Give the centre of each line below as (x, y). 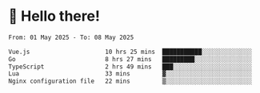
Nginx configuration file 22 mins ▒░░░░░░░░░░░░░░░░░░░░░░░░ (130, 81)
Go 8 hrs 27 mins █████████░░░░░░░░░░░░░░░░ (130, 59)
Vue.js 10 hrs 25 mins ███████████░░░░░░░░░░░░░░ (130, 52)
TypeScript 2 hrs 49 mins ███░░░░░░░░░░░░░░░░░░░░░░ (130, 67)
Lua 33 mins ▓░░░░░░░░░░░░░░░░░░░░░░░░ (130, 74)
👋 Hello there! (54, 16)
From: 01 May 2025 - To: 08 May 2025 (71, 37)
